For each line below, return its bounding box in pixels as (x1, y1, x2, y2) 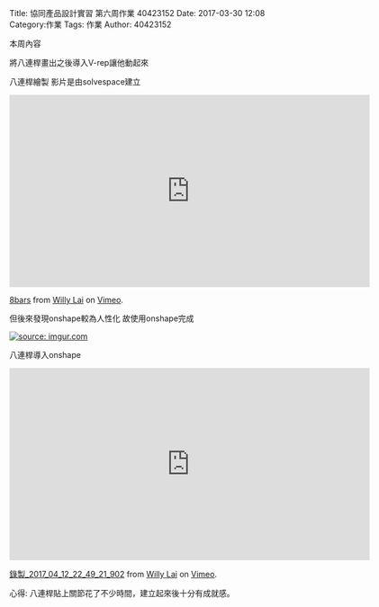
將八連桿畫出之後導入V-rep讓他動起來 (9, 58, 149, 67)
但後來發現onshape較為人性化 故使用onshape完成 (9, 313, 194, 324)
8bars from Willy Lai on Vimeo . (9, 295, 124, 305)
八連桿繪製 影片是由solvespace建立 (9, 76, 141, 87)
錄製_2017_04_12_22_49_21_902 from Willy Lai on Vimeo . (9, 569, 218, 579)
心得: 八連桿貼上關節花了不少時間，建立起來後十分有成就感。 (9, 588, 235, 598)
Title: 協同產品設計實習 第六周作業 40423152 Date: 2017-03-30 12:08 (9, 8, 266, 18)
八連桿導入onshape (9, 350, 81, 360)
